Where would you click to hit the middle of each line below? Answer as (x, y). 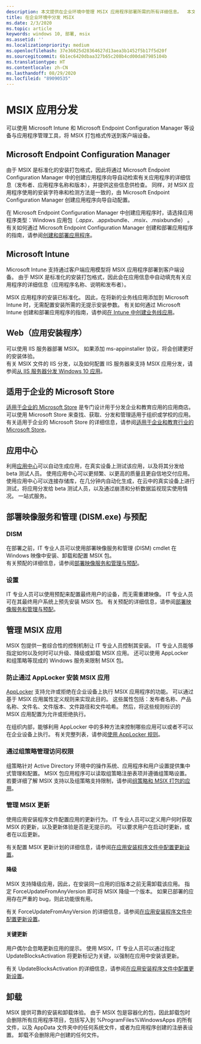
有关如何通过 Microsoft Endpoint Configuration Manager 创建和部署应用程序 (100, 227)
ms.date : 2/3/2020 (29, 23)
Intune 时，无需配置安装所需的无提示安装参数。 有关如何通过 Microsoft (93, 305)
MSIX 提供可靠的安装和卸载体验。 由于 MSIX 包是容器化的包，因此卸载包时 (98, 1013)
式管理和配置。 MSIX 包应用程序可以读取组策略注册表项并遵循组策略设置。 (98, 773)
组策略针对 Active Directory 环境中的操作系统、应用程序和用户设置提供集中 (98, 766)
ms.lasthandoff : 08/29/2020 (41, 73)
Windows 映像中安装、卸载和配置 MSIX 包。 (60, 555)
